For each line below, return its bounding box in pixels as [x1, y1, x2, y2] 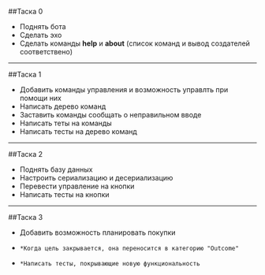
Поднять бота [19, 22, 66, 31]
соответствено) [19, 47, 73, 56]
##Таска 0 [8, 7, 43, 16]
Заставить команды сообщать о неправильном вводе [19, 110, 202, 119]
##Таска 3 [8, 213, 43, 221]
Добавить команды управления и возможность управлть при [19, 85, 229, 94]
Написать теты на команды [19, 118, 112, 128]
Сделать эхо [19, 31, 62, 39]
